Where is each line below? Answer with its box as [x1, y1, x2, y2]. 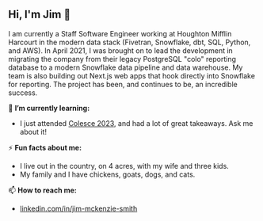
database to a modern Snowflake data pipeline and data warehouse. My [8, 63, 243, 72]
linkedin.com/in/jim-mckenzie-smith [19, 204, 138, 213]
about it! [19, 127, 48, 136]
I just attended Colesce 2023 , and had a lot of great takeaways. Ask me [19, 118, 253, 128]
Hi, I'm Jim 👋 [8, 8, 71, 21]
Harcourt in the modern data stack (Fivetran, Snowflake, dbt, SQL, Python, [8, 37, 251, 47]
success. [8, 88, 38, 97]
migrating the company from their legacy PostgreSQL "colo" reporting [8, 54, 236, 63]
